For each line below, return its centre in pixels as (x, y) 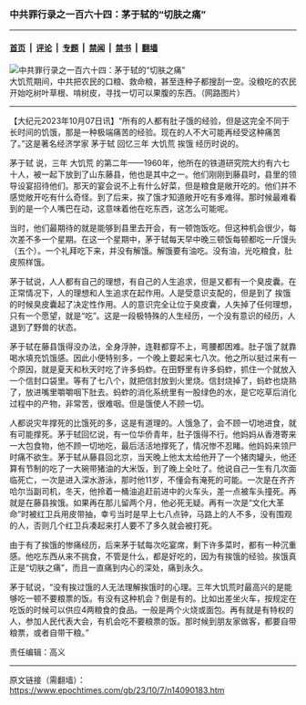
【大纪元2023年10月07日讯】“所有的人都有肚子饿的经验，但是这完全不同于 (149, 120)
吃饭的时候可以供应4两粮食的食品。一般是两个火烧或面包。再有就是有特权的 (152, 609)
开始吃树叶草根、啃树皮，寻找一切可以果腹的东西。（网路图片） (127, 92)
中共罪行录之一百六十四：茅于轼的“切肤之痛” (108, 14)
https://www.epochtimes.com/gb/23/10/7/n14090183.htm (117, 689)
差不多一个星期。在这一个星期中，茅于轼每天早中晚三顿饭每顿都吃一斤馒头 (157, 239)
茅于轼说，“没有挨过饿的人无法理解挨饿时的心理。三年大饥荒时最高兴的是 (147, 586)
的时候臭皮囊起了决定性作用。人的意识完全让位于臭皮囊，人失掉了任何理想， (153, 304)
